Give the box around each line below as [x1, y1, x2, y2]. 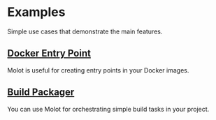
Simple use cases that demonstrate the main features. [7, 27, 163, 36]
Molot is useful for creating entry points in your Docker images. [7, 66, 189, 74]
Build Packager [7, 87, 75, 98]
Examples [7, 4, 66, 20]
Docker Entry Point [7, 47, 91, 59]
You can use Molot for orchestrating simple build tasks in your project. [7, 105, 210, 113]
